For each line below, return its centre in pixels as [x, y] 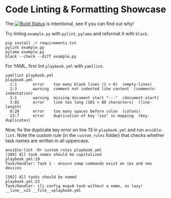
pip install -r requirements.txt [41, 43]
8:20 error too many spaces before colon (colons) [75, 111]
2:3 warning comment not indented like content [70, 89]
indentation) [19, 93]
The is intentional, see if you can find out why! [70, 24]
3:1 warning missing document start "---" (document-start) [84, 98]
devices [14, 168]
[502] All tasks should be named [41, 177]
